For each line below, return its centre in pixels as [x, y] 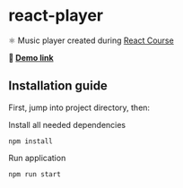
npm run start [35, 174]
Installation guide [58, 86]
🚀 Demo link [31, 57]
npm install [30, 141]
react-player [56, 16]
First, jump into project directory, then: [79, 107]
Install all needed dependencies [67, 124]
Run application [37, 158]
